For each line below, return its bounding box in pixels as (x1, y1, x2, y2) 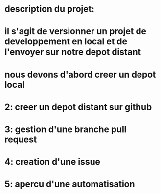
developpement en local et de (4, 36, 128, 47)
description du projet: (4, 3, 95, 15)
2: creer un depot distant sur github (4, 101, 152, 113)
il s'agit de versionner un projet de (4, 26, 147, 37)
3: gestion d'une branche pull (4, 123, 127, 135)
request (4, 134, 37, 145)
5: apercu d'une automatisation (4, 179, 135, 190)
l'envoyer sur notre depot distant (4, 46, 141, 58)
